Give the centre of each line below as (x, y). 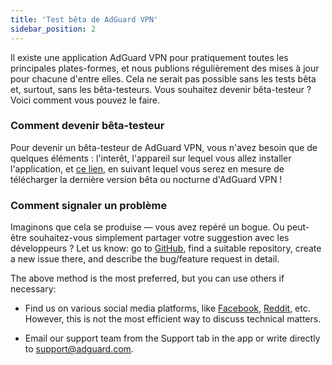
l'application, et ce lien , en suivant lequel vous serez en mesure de (147, 168)
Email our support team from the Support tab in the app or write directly (172, 338)
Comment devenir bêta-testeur (87, 126)
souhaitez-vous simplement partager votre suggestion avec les (159, 238)
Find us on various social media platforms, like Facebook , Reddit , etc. (167, 308)
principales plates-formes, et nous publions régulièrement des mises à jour (165, 68)
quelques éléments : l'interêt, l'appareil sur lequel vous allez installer (151, 158)
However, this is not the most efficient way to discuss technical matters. (173, 319)
